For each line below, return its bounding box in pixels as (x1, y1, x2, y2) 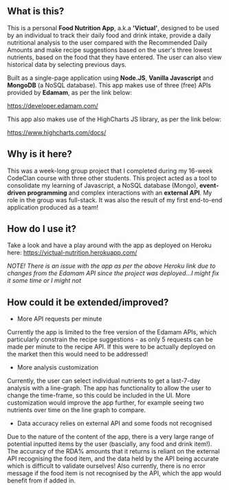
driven (7, 189, 26, 197)
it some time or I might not (7, 277, 81, 285)
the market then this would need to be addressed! (7, 350, 149, 359)
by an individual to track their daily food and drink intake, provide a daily (7, 31, 212, 39)
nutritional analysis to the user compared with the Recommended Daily (7, 38, 208, 47)
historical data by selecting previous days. (7, 60, 127, 68)
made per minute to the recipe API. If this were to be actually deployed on (7, 343, 216, 351)
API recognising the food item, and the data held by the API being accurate (7, 454, 219, 463)
